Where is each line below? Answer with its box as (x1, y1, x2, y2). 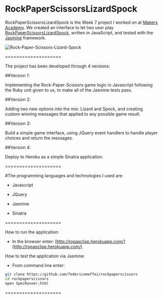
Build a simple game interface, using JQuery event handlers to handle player (5, 130, 158, 135)
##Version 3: (5, 120, 31, 126)
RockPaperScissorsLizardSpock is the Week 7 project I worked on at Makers (5, 19, 158, 25)
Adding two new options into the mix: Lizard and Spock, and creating (5, 106, 143, 112)
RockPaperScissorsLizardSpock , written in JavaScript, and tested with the (5, 30, 153, 35)
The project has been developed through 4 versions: (5, 63, 110, 69)
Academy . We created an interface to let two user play (5, 24, 114, 30)
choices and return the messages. (5, 135, 74, 141)
